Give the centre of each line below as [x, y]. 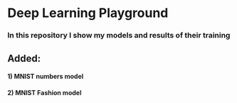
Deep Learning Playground [88, 13]
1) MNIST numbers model [46, 77]
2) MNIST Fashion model [44, 92]
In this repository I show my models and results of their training [119, 36]
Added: [24, 58]
